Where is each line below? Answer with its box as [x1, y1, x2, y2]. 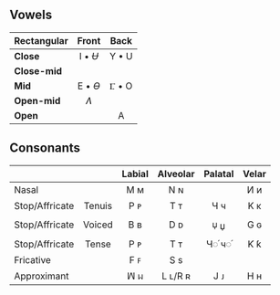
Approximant [14, 269, 69, 282]
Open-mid [14, 94, 61, 107]
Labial [121, 167, 149, 180]
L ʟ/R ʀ [161, 269, 192, 282]
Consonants [9, 141, 80, 156]
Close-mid [14, 64, 62, 77]
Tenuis [83, 199, 112, 212]
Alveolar [157, 167, 195, 180]
